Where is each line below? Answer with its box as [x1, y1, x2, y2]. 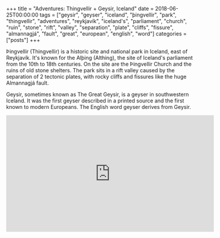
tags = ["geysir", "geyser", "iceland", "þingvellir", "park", [39, 11, 177, 18]
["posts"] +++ [6, 37, 40, 43]
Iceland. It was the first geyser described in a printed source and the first [6, 97, 184, 104]
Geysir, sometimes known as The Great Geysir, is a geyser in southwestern [6, 91, 189, 98]
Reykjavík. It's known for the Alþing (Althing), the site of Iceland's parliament [6, 54, 193, 61]
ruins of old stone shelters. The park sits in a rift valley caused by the [6, 67, 175, 73]
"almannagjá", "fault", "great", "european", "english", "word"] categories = [6, 30, 187, 37]
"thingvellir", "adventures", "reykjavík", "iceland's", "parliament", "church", [6, 18, 187, 24]
